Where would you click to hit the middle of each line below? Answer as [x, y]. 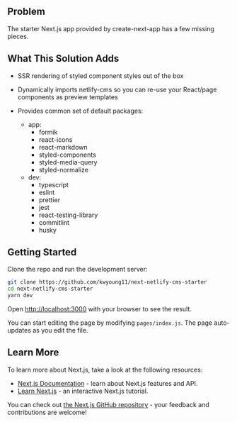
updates [19, 331]
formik [48, 132]
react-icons [56, 139]
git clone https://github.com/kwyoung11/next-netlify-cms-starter [107, 282]
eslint [47, 192]
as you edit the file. [60, 331]
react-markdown [63, 147]
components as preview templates [68, 97]
